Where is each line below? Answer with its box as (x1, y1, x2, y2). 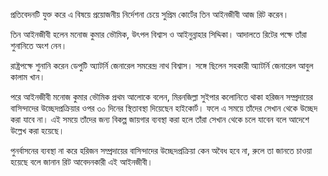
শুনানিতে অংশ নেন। (10, 40, 68, 51)
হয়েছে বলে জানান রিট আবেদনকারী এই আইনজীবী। (10, 156, 153, 168)
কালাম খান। (10, 71, 46, 83)
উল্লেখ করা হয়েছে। (10, 125, 65, 136)
